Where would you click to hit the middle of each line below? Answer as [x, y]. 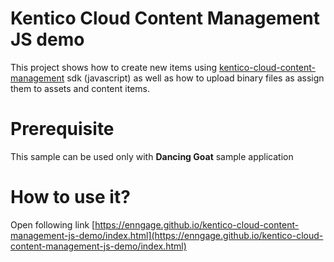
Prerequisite [62, 129]
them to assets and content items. [80, 88]
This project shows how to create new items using [114, 67]
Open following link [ [53, 224]
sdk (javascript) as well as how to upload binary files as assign [195, 78]
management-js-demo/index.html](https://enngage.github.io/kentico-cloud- [167, 235]
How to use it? [70, 197]
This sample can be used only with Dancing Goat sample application [152, 156]
